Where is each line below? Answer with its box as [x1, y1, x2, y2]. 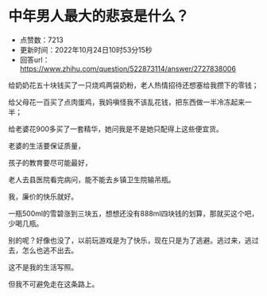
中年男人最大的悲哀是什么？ [8, 7, 190, 25]
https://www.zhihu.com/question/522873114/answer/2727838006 [19, 64, 237, 73]
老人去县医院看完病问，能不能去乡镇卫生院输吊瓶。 [8, 174, 176, 184]
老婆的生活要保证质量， [8, 141, 85, 150]
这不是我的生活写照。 [8, 262, 78, 271]
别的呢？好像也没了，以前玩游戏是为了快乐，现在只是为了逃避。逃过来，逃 [8, 236, 252, 245]
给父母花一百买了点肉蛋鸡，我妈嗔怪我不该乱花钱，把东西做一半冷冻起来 [8, 97, 245, 107]
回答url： [19, 55, 50, 64]
